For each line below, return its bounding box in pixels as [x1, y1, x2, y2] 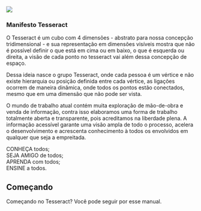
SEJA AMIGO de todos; [6, 152, 64, 159]
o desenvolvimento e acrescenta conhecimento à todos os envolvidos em [6, 128, 188, 135]
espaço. [6, 60, 26, 67]
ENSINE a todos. [6, 165, 47, 172]
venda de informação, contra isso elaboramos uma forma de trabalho [6, 108, 178, 116]
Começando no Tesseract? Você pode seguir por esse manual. [6, 198, 162, 205]
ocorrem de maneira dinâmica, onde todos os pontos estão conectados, [6, 84, 185, 91]
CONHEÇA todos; [6, 146, 50, 153]
